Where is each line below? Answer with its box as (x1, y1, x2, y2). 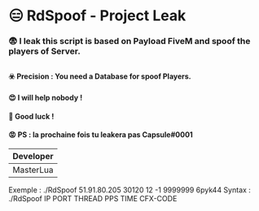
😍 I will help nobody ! (8, 93, 83, 103)
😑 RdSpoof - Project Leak (8, 6, 187, 25)
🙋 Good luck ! (8, 111, 55, 121)
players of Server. (8, 45, 81, 57)
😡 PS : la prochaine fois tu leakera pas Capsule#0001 (8, 130, 193, 140)
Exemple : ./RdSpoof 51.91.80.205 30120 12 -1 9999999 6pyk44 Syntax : (8, 185, 251, 195)
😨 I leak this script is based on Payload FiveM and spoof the (8, 36, 251, 47)
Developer (12, 150, 54, 161)
